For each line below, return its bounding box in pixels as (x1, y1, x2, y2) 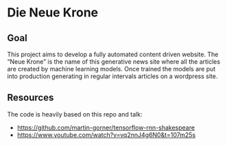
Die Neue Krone (7, 5, 99, 21)
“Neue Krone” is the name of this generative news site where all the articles (7, 58, 221, 66)
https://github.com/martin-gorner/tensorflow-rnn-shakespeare (16, 123, 195, 132)
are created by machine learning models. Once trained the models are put (7, 65, 216, 73)
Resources (7, 92, 54, 104)
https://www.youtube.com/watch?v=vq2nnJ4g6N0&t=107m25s (16, 130, 196, 138)
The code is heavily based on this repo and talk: (7, 110, 143, 118)
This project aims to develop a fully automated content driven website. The (7, 50, 219, 58)
